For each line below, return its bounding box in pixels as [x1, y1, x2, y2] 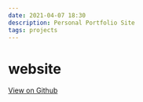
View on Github [8, 86, 58, 95]
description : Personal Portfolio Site [8, 19, 135, 27]
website [8, 60, 61, 78]
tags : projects [8, 26, 58, 34]
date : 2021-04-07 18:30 [8, 11, 86, 20]
